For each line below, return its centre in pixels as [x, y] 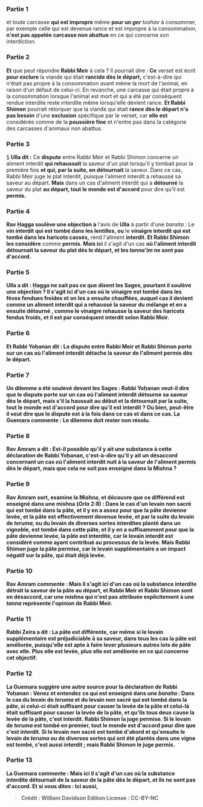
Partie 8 [18, 436]
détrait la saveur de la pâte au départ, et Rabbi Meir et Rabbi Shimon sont [100, 590]
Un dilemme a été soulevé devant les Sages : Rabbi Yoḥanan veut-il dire [98, 388]
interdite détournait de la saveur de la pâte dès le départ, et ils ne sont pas [101, 780]
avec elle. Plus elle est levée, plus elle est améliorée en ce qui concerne [98, 652]
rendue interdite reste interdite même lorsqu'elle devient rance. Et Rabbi [96, 102]
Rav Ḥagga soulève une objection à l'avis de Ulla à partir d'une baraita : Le [100, 224]
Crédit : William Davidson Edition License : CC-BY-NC [90, 798]
